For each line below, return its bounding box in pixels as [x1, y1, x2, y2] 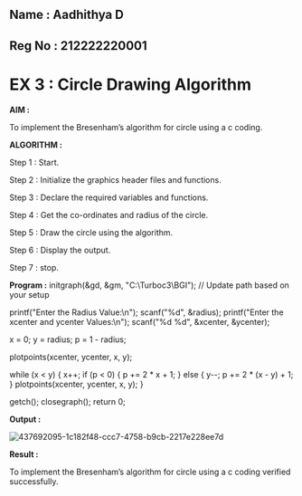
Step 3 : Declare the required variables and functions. [9, 192, 209, 203]
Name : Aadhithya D [9, 7, 124, 23]
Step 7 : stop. [9, 262, 59, 272]
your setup [9, 289, 50, 300]
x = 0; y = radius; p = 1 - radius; [9, 334, 127, 345]
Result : [9, 448, 39, 460]
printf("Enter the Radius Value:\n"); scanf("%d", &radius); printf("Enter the [9, 307, 284, 318]
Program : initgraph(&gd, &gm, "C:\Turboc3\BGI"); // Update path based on [9, 280, 289, 291]
